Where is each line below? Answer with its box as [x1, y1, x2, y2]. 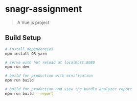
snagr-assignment [5, 3, 82, 15]
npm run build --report [5, 91, 54, 96]
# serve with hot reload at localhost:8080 [5, 60, 95, 65]
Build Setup [5, 34, 41, 42]
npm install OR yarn [5, 51, 47, 56]
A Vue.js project [17, 20, 50, 25]
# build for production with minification [5, 73, 93, 79]
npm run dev [5, 64, 29, 69]
